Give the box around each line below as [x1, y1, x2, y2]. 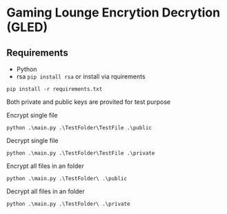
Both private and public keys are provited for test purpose [6, 98, 171, 106]
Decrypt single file [6, 136, 59, 145]
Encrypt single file [6, 111, 58, 119]
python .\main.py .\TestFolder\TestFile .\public [6, 125, 152, 131]
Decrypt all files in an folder [6, 187, 85, 195]
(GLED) [6, 19, 48, 35]
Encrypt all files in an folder [6, 162, 84, 170]
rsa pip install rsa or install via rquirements [16, 72, 146, 81]
